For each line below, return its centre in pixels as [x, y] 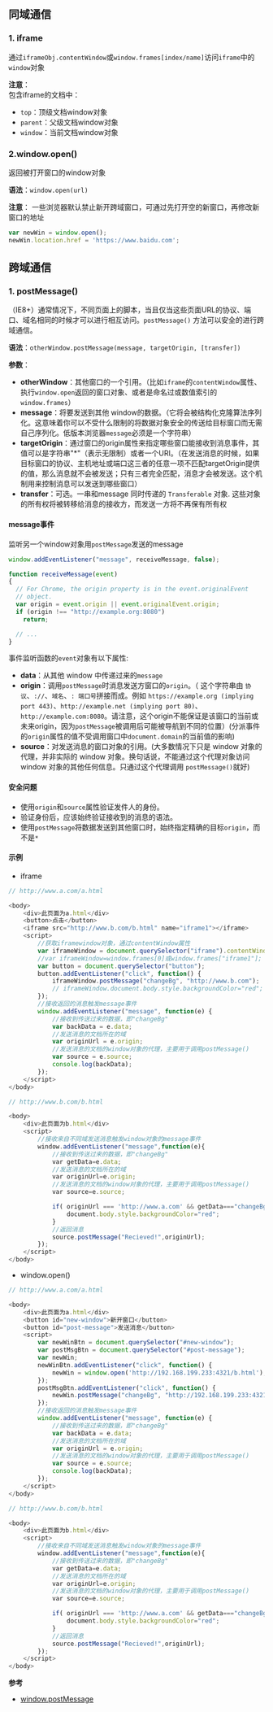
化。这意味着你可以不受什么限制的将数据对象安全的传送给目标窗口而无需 [141, 423]
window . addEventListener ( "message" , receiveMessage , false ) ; [114, 560]
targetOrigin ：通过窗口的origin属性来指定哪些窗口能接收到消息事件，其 [140, 443]
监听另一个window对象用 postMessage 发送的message [96, 544]
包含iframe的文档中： [44, 94]
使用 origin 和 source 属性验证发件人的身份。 [92, 807]
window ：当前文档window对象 [69, 132]
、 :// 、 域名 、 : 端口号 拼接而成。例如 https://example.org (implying [140, 696]
